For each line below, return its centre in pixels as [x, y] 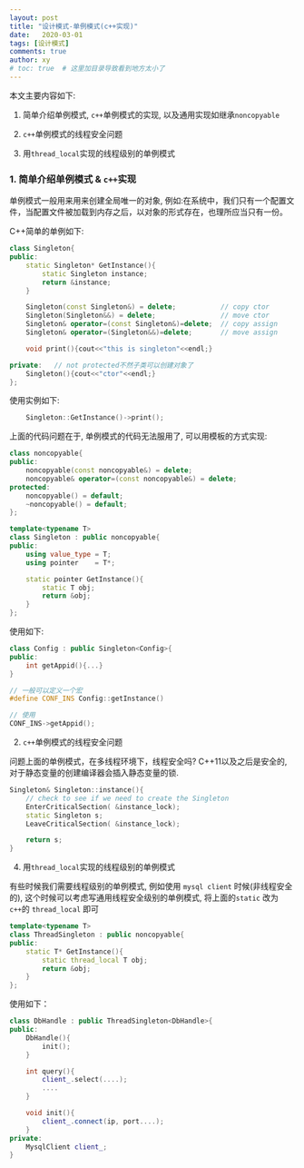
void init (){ [50, 1114]
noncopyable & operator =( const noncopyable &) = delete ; [132, 479]
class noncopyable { [46, 454]
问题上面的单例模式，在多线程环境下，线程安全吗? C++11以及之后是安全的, [148, 762]
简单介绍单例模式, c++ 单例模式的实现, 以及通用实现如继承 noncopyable [151, 114]
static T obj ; [69, 588]
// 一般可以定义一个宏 [46, 690]
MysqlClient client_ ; [66, 1147]
